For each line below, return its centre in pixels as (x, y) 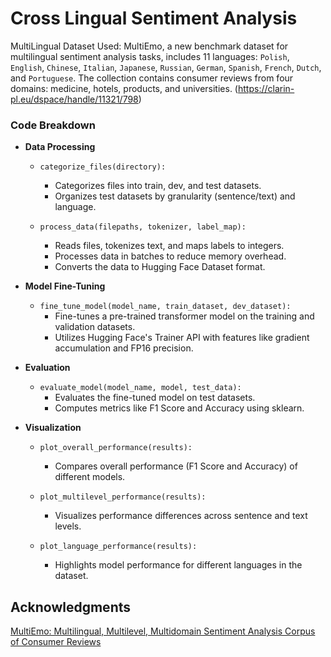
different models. (90, 477)
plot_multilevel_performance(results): (123, 497)
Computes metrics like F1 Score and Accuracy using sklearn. (179, 408)
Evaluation (47, 368)
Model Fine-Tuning (65, 286)
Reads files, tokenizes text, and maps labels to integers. (169, 246)
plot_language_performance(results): (118, 547)
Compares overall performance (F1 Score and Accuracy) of (176, 466)
